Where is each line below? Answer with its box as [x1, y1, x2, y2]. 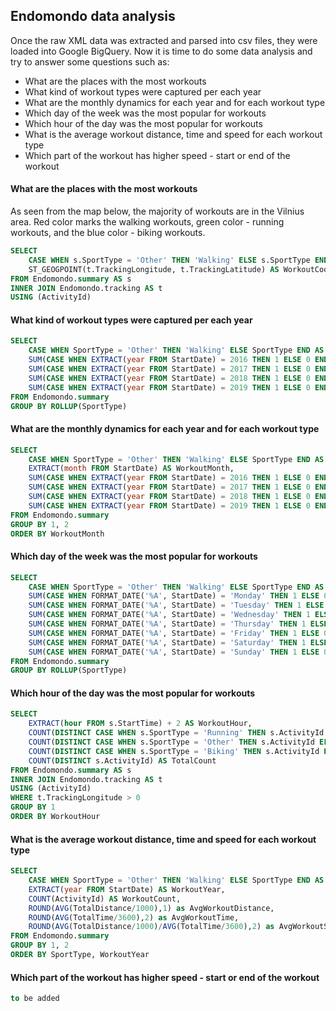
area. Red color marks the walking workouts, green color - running [10, 216, 285, 228]
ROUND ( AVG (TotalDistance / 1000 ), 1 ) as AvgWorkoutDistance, [28, 903, 275, 913]
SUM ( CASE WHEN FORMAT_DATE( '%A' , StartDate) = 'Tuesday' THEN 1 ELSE [28, 600, 325, 611]
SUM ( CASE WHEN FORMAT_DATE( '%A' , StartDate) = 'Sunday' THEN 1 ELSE [28, 647, 320, 657]
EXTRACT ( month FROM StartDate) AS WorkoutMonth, [28, 464, 235, 474]
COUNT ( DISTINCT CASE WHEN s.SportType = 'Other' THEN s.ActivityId [28, 737, 315, 748]
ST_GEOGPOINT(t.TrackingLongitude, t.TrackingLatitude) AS [28, 264, 280, 274]
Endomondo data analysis [10, 8, 176, 25]
